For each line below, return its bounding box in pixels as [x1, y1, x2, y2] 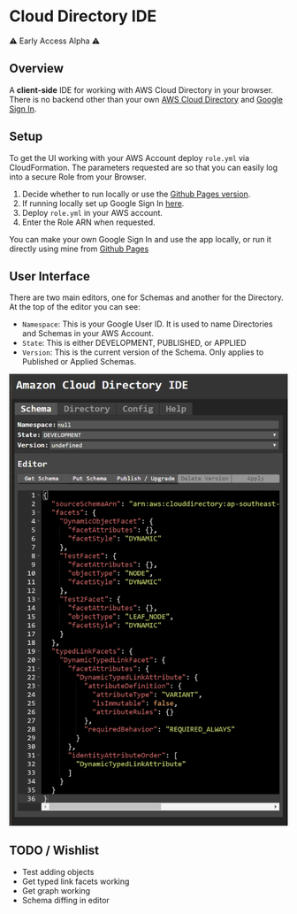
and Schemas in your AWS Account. [21, 328, 155, 339]
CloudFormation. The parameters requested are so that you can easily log [9, 162, 278, 173]
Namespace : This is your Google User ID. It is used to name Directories [21, 319, 273, 329]
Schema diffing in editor [21, 895, 110, 905]
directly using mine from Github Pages [9, 243, 149, 254]
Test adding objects [21, 866, 95, 877]
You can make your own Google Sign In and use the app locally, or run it [9, 234, 272, 244]
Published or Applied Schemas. [21, 357, 137, 367]
